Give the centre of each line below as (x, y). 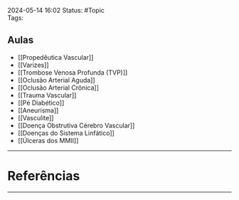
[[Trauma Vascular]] (47, 95)
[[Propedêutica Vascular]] (55, 57)
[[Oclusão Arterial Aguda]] (56, 80)
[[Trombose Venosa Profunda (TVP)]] (73, 72)
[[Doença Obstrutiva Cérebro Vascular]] (76, 125)
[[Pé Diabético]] (41, 102)
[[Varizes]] (33, 65)
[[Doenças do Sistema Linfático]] (66, 133)
